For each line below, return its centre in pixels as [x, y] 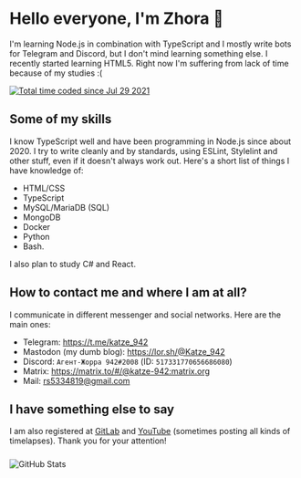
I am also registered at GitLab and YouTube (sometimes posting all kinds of [150, 431]
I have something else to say [92, 409]
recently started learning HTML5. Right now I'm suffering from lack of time [149, 63]
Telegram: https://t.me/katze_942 [85, 342]
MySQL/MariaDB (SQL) [66, 207]
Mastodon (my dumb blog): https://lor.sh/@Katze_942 [124, 351]
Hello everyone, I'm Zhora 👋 [117, 19]
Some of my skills [61, 119]
